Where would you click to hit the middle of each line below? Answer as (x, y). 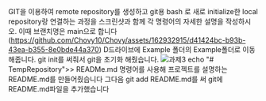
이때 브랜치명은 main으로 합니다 (68, 31)
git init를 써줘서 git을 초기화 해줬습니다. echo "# (126, 59)
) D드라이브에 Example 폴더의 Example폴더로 (170, 49)
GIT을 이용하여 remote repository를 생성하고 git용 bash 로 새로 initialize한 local (133, 11)
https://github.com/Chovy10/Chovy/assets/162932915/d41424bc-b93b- (128, 40)
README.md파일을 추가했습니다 (59, 89)
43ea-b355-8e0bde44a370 (54, 49)
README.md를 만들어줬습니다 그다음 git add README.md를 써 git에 (116, 79)
